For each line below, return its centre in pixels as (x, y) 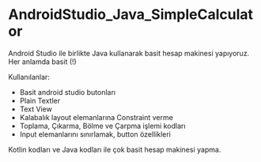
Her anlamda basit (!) (42, 62)
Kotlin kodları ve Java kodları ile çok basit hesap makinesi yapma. (115, 149)
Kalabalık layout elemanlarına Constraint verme (96, 117)
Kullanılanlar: (29, 77)
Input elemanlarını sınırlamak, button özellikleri (95, 134)
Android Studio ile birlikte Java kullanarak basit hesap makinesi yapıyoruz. (129, 53)
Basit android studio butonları (68, 92)
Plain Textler (40, 100)
